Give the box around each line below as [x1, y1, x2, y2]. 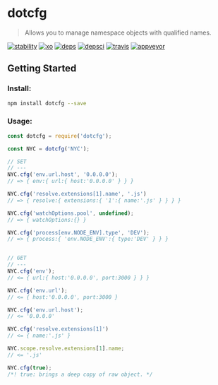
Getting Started [7, 62, 77, 75]
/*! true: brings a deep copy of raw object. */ [7, 371, 153, 378]
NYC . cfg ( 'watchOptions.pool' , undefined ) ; [7, 210, 134, 217]
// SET [7, 158, 27, 165]
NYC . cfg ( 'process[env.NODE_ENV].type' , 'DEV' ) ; [7, 229, 150, 236]
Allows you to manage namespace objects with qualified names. [24, 28, 212, 37]
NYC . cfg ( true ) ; [7, 364, 52, 372]
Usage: [7, 117, 33, 126]
